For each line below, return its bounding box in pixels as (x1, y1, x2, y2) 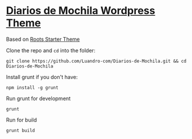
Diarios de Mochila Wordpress (6, 4, 156, 17)
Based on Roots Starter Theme (6, 35, 80, 42)
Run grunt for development (6, 95, 71, 102)
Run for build (6, 116, 37, 123)
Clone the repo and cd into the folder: (6, 47, 96, 54)
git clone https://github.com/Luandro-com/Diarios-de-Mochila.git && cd (6, 58, 187, 64)
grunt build (6, 127, 35, 133)
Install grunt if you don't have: (6, 73, 78, 80)
